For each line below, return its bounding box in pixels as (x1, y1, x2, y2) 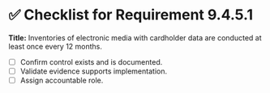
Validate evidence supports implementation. (19, 66, 168, 76)
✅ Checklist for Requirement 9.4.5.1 (8, 6, 254, 24)
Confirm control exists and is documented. (19, 57, 163, 66)
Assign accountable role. (19, 75, 104, 86)
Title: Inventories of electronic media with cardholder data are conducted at (8, 32, 262, 42)
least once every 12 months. (8, 41, 103, 51)
